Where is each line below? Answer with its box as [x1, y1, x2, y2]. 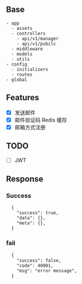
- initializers [11, 66, 49, 72]
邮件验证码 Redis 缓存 [14, 116, 67, 123]
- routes [11, 72, 33, 77]
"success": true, [16, 210, 59, 216]
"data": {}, [16, 215, 46, 221]
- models [11, 51, 33, 57]
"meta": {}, [16, 220, 46, 226]
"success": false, [16, 258, 61, 263]
